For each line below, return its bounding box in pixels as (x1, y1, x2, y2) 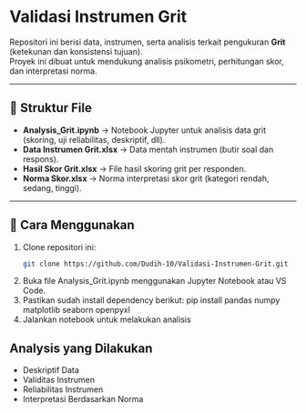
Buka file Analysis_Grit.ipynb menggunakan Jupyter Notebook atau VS (22, 276, 287, 287)
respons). (22, 153, 59, 165)
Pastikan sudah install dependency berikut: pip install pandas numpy (22, 295, 280, 306)
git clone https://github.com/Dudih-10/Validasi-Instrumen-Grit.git (22, 259, 289, 268)
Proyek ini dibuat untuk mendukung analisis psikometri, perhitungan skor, (9, 55, 285, 66)
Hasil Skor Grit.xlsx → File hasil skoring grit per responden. (22, 163, 247, 174)
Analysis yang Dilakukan (9, 340, 153, 356)
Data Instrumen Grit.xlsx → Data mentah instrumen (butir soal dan (22, 144, 274, 155)
